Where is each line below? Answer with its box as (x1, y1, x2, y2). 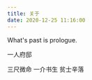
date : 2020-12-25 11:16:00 (7, 17, 86, 24)
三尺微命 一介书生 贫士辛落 (7, 65, 84, 73)
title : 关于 (7, 10, 40, 17)
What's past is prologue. (7, 35, 78, 44)
